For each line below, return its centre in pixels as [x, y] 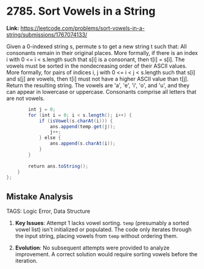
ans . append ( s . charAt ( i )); [83, 144]
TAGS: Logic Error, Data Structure [48, 211]
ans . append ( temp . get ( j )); [83, 126]
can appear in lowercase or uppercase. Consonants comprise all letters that [101, 91]
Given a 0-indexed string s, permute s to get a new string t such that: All [97, 46]
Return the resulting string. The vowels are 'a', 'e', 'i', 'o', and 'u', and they [98, 85]
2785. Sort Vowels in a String [81, 11]
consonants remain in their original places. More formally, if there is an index [102, 52]
